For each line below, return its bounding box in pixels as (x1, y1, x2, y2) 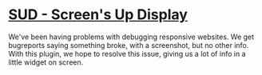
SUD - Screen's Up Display (8, 6, 188, 24)
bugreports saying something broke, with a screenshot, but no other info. (8, 40, 249, 49)
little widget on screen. (8, 57, 84, 67)
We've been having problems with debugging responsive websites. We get (8, 32, 254, 41)
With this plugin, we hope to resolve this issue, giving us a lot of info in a (8, 49, 246, 58)
